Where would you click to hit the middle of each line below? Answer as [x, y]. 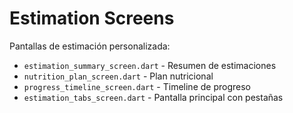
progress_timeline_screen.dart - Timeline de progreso [137, 86]
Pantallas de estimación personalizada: [90, 46]
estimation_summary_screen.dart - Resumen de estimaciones [150, 65]
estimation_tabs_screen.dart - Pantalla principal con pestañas [153, 97]
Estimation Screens [92, 18]
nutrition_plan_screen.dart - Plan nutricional [118, 76]
